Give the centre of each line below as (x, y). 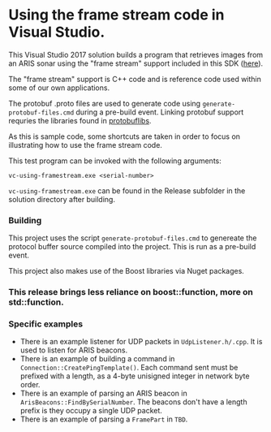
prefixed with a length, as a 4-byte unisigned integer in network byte (135, 376)
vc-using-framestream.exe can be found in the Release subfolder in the (127, 190)
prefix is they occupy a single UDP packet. (91, 411)
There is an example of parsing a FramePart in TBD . (104, 419)
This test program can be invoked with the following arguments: (115, 161)
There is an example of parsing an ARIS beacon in (104, 393)
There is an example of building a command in (97, 359)
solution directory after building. (62, 199)
